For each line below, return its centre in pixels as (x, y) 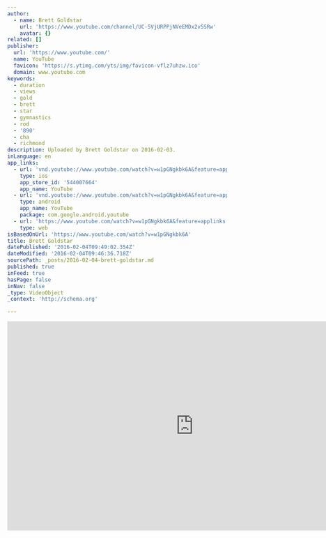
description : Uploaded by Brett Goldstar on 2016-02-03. (92, 150)
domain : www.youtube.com (49, 72)
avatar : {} (36, 33)
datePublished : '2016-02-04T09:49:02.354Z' (71, 247)
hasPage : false (29, 280)
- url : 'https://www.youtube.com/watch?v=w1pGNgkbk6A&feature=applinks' (121, 221)
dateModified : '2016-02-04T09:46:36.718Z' (70, 254)
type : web (34, 227)
